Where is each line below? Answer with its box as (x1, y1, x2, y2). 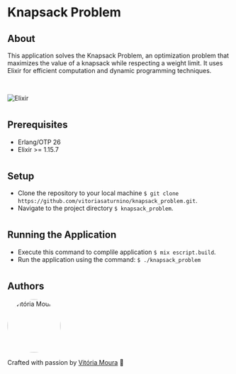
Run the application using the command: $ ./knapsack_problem (17, 255, 201, 263)
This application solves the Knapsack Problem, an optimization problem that (7, 51, 229, 60)
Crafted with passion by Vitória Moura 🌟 (7, 358, 124, 367)
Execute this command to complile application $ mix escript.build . (17, 248, 216, 256)
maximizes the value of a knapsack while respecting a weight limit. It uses (7, 59, 223, 67)
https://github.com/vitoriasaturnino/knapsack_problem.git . (17, 197, 198, 205)
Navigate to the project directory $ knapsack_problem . (17, 204, 174, 213)
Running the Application (7, 229, 117, 241)
